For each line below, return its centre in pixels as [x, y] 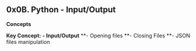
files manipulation [28, 42]
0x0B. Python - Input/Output [61, 10]
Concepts [19, 24]
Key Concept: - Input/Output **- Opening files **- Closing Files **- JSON [98, 36]
